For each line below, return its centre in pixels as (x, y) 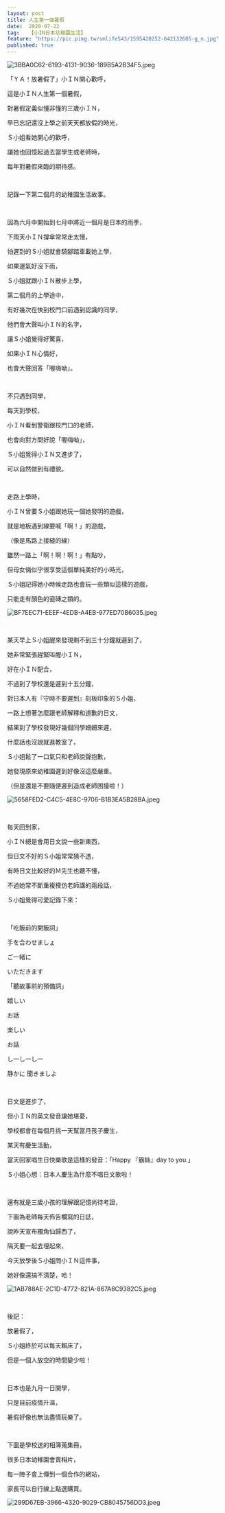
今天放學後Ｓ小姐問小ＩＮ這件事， (55, 1260)
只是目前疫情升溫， (34, 1403)
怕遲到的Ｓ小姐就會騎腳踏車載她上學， (61, 251)
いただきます (25, 971)
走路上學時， (25, 497)
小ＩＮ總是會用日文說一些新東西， (55, 842)
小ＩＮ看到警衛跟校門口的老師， (52, 425)
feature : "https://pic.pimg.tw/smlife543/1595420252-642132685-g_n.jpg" (113, 39)
